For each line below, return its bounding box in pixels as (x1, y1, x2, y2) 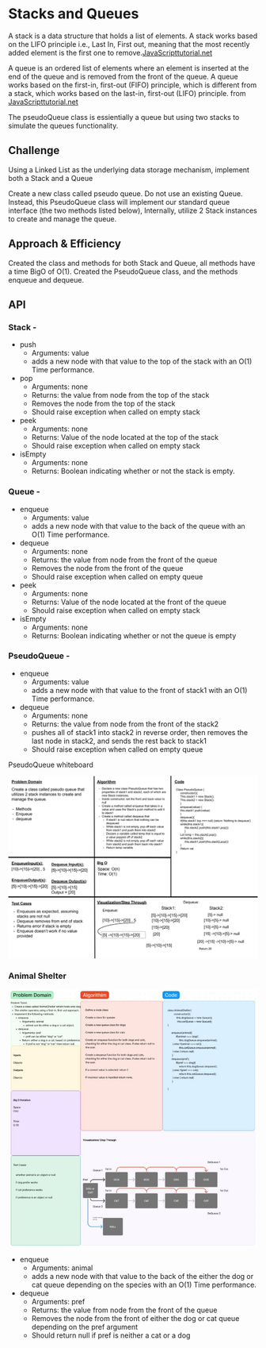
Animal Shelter (8, 970, 67, 981)
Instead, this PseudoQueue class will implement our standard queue (8, 197, 230, 206)
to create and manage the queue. (8, 214, 117, 223)
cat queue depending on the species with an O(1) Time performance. (31, 1280, 257, 1290)
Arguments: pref (31, 1297, 85, 1307)
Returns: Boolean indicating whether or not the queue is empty (31, 630, 237, 640)
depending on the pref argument (31, 1323, 139, 1332)
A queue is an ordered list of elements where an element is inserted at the (8, 63, 249, 72)
